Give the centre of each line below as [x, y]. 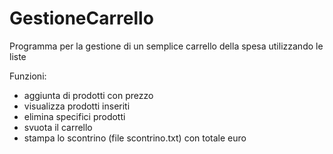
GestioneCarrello [81, 18]
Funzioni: [28, 76]
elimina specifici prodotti [74, 116]
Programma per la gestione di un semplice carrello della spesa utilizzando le [166, 46]
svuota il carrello [58, 127]
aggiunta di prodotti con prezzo [88, 95]
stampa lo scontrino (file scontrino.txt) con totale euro [135, 138]
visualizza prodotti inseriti [77, 106]
